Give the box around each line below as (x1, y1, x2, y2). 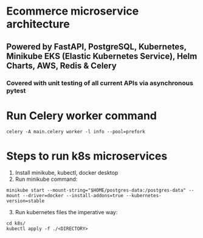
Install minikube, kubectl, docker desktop (15, 169, 119, 177)
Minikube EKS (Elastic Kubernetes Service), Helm (6, 51, 198, 61)
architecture (6, 17, 70, 31)
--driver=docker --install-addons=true (22, 193, 123, 199)
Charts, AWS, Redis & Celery (6, 60, 117, 71)
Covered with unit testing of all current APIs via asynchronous (6, 79, 193, 87)
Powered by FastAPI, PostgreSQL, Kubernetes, (6, 41, 187, 52)
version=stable (6, 198, 45, 205)
